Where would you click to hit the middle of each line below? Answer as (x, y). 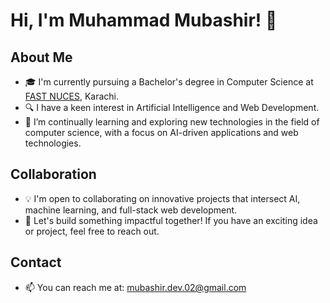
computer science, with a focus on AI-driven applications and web (161, 132)
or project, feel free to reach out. (92, 231)
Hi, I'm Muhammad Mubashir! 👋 (144, 20)
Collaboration (53, 174)
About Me (41, 57)
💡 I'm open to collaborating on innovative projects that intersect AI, (162, 198)
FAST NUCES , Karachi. (72, 96)
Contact (36, 262)
